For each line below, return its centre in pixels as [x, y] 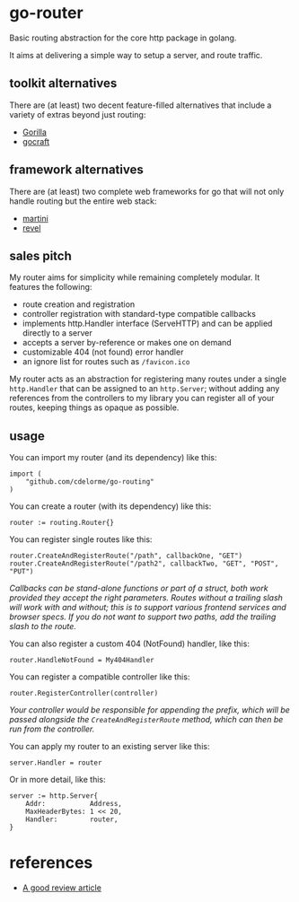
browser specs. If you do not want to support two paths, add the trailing [143, 617]
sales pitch [40, 255]
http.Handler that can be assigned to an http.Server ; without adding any [145, 389]
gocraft [36, 141]
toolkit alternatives [63, 83]
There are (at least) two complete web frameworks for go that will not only [147, 191]
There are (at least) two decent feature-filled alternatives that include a [141, 105]
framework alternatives [76, 170]
